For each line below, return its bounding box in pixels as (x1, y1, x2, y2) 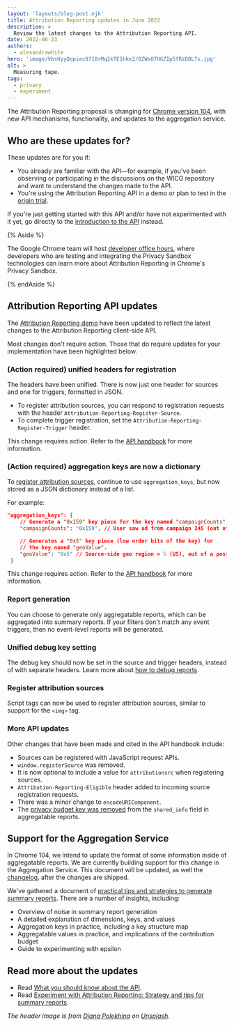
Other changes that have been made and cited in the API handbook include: (7, 740, 225, 748)
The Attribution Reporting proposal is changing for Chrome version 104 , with (7, 107, 226, 116)
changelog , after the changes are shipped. (7, 873, 130, 882)
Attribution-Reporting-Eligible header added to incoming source (17, 782, 210, 791)
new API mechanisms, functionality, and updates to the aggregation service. (7, 114, 226, 123)
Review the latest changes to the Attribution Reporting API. (13, 29, 198, 37)
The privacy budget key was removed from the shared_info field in (17, 805, 209, 813)
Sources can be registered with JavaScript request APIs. (17, 753, 180, 761)
